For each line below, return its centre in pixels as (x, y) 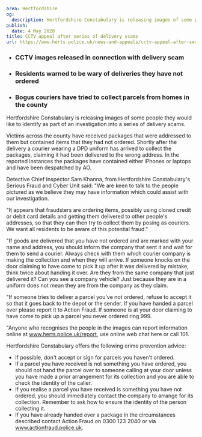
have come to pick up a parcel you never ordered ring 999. (79, 316)
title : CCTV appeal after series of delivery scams (72, 37)
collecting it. (30, 409)
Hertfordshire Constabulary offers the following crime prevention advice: (96, 346)
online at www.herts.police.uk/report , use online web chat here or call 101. (98, 334)
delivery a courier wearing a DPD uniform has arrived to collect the (89, 149)
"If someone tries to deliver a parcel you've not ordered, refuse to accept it (99, 297)
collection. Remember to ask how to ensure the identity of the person (101, 402)
